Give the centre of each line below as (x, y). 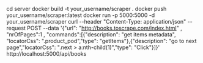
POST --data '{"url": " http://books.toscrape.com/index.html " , (105, 28)
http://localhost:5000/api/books (46, 54)
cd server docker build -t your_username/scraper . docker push (87, 9)
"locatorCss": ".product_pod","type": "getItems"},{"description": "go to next (102, 41)
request (16, 28)
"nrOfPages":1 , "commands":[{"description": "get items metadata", (91, 35)
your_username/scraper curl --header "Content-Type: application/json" (96, 22)
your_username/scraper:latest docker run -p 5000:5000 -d (81, 15)
